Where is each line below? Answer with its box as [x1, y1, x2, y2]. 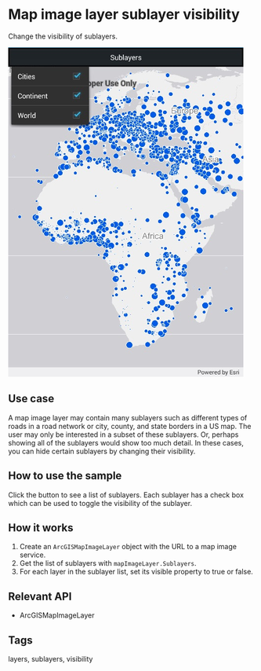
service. [19, 550, 46, 559]
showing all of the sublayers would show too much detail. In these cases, [8, 438, 245, 447]
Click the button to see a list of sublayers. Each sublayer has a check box [8, 489, 245, 500]
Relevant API [8, 589, 72, 603]
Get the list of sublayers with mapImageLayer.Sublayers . [19, 559, 198, 568]
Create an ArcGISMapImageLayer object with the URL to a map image [19, 542, 237, 552]
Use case [8, 392, 55, 405]
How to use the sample [8, 469, 122, 482]
